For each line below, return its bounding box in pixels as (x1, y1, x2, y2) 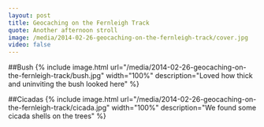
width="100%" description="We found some (111, 103, 257, 113)
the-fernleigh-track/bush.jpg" (8, 71, 105, 80)
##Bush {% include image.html (8, 62, 109, 72)
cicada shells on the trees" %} (8, 111, 106, 121)
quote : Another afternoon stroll (8, 26, 118, 34)
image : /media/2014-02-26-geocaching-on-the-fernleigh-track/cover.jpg (8, 33, 248, 42)
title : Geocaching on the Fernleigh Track (8, 19, 150, 27)
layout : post (8, 11, 51, 20)
